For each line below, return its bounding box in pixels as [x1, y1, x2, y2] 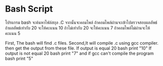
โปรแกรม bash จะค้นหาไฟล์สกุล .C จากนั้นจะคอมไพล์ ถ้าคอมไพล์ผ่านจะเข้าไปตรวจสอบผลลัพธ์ [5, 19, 158, 25]
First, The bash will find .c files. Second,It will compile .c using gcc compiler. [5, 40, 159, 46]
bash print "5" [5, 55, 33, 61]
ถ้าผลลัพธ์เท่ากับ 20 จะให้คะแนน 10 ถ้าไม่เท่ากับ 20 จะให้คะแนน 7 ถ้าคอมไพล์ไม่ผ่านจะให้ [5, 25, 150, 31]
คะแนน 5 [5, 30, 20, 36]
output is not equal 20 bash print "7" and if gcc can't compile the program [5, 50, 154, 56]
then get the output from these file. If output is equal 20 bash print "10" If [5, 45, 152, 51]
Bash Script [5, 3, 53, 15]
